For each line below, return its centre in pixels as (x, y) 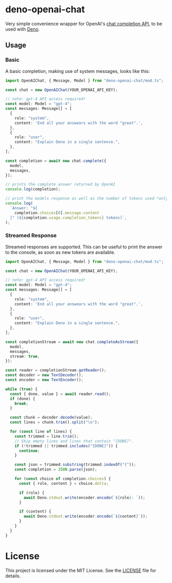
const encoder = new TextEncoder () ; (44, 380)
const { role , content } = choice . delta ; (64, 483)
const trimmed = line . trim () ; (47, 436)
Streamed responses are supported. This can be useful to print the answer (84, 247)
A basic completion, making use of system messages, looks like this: (78, 71)
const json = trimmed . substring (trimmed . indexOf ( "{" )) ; (76, 465)
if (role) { (31, 493)
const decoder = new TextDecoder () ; (44, 375)
